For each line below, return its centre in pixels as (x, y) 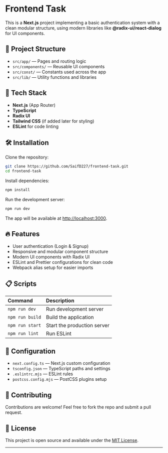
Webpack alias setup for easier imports (53, 267)
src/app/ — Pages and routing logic (49, 61)
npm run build (24, 317)
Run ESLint (58, 333)
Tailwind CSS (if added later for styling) (53, 121)
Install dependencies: (27, 181)
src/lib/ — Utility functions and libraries (54, 77)
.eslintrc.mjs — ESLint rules (43, 374)
